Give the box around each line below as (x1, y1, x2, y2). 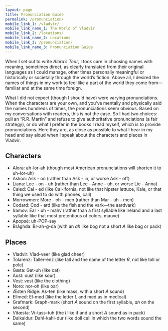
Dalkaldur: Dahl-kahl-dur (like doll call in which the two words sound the (12, 315, 162, 321)
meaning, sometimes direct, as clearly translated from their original (5, 64, 144, 70)
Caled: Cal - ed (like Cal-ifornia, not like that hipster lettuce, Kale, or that (12, 186, 162, 192)
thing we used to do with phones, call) (12, 191, 92, 198)
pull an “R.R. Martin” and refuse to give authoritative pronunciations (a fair (5, 116, 158, 122)
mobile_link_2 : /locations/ (5, 31, 64, 36)
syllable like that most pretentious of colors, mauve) (12, 213, 119, 219)
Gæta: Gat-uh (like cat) (12, 267, 60, 273)
